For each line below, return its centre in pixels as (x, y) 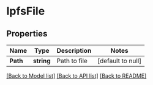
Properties (27, 34)
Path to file (72, 61)
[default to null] (119, 61)
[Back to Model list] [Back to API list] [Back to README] (76, 76)
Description (74, 51)
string (42, 61)
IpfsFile (26, 11)
